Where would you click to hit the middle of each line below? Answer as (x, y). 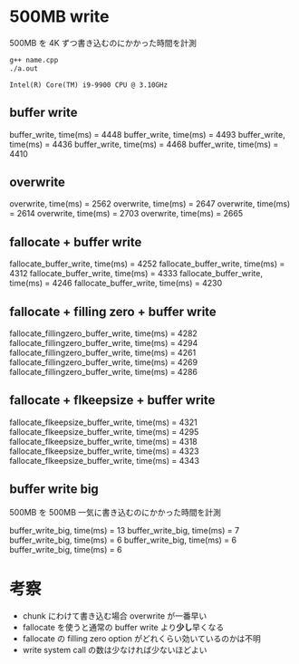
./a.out (24, 68)
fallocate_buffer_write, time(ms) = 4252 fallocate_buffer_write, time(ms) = (147, 264)
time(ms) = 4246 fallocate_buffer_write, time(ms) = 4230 (116, 284)
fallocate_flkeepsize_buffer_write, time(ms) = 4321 (103, 422)
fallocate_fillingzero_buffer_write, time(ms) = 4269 (103, 362)
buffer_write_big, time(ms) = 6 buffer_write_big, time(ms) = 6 (123, 540)
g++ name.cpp (34, 60)
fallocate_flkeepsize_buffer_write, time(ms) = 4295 (104, 431)
